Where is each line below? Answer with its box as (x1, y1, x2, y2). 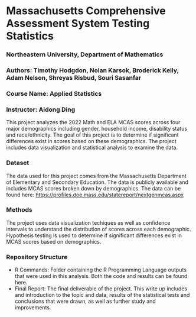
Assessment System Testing (6, 17, 150, 30)
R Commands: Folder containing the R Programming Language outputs (14, 266, 187, 273)
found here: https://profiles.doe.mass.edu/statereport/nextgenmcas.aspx (6, 191, 184, 198)
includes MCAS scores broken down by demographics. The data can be (6, 185, 181, 192)
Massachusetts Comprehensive (6, 4, 166, 18)
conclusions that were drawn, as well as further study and (14, 297, 156, 305)
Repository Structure (6, 253, 68, 261)
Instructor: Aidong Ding (6, 105, 76, 114)
